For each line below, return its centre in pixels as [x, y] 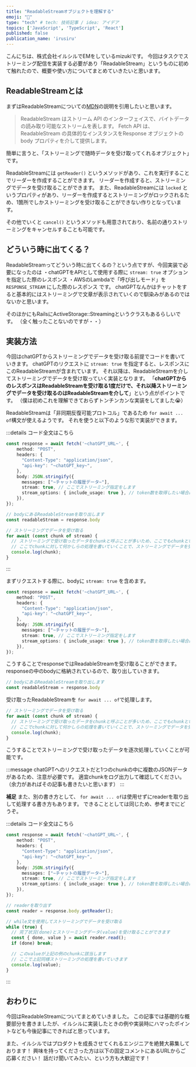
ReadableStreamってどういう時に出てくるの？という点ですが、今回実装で [94, 265]
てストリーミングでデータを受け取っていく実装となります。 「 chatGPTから [96, 379]
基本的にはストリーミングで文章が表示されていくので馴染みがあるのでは [103, 294]
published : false [27, 33]
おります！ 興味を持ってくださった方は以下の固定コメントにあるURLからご [96, 1051]
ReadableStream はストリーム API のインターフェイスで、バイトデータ [105, 118]
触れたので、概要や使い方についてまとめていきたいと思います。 [87, 71]
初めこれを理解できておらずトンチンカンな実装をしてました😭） [109, 400]
